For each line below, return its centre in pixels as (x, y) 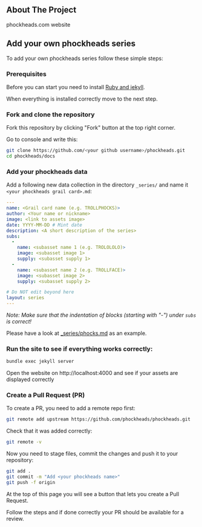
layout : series (25, 298)
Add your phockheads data (47, 171)
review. (15, 519)
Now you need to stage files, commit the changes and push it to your (92, 454)
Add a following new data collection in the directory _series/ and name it (97, 185)
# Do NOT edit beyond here (40, 292)
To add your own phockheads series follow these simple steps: (85, 58)
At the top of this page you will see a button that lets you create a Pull (93, 494)
